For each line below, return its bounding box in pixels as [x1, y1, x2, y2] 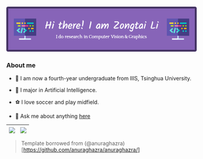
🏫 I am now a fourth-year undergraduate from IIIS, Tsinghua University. [14, 75, 192, 82]
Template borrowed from [21, 140, 83, 147]
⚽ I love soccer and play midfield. [14, 99, 99, 106]
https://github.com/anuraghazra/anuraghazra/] [23, 146, 140, 153]
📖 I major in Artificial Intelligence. [14, 86, 97, 94]
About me [6, 61, 36, 70]
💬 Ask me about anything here [14, 112, 91, 120]
